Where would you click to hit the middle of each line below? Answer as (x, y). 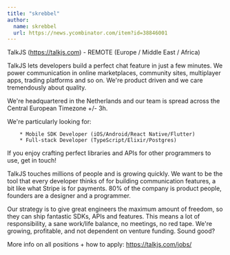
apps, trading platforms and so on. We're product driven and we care (105, 81)
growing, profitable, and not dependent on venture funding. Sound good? (111, 231)
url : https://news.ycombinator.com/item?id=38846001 (91, 33)
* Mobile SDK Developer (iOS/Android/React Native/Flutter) (107, 134)
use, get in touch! (32, 161)
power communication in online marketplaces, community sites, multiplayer (114, 73)
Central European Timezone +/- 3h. (57, 108)
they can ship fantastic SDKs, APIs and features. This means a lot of (104, 216)
